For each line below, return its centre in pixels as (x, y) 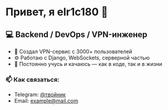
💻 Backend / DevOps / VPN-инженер (77, 34)
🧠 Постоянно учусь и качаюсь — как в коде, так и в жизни (88, 64)
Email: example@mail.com (46, 101)
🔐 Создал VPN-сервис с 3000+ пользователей (73, 51)
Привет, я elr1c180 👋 (57, 12)
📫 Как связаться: (33, 79)
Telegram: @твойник (40, 95)
